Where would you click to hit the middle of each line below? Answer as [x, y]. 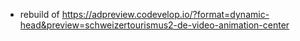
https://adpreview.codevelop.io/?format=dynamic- [165, 14]
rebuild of [39, 14]
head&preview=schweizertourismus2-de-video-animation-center [154, 25]
